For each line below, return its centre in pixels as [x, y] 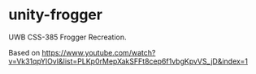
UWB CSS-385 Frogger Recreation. [67, 37]
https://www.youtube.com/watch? [99, 52]
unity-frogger [56, 15]
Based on [24, 52]
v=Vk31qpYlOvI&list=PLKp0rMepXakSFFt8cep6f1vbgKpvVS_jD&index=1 [128, 61]
